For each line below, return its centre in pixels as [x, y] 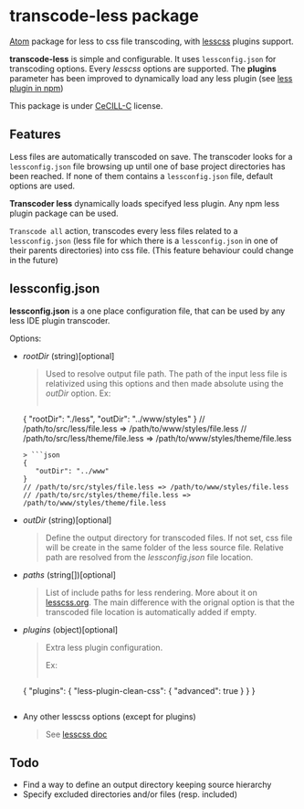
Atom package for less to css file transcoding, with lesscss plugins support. [152, 41]
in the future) [34, 260]
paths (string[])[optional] [69, 575]
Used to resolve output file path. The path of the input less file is [166, 373]
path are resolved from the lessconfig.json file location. [149, 557]
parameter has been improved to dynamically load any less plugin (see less [151, 78]
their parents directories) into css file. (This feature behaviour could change [152, 250]
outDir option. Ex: [78, 393]
